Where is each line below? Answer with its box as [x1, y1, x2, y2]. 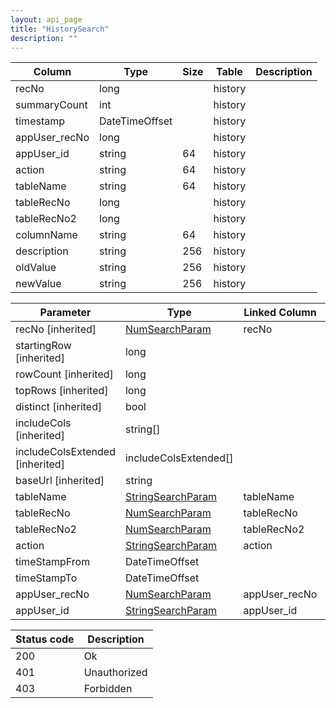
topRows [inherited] [15, 384, 109, 398]
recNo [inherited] [15, 322, 97, 336]
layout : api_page [10, 14, 83, 25]
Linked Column [243, 306, 317, 320]
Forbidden [83, 682, 133, 696]
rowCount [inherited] [15, 367, 114, 381]
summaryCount [15, 98, 88, 112]
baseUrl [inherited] [15, 474, 105, 488]
